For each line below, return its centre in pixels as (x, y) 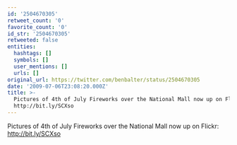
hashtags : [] (33, 54)
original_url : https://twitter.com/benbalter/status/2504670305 (104, 80)
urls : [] (26, 73)
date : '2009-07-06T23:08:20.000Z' (58, 86)
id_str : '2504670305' (39, 34)
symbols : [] (31, 60)
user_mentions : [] (41, 66)
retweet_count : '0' (36, 21)
